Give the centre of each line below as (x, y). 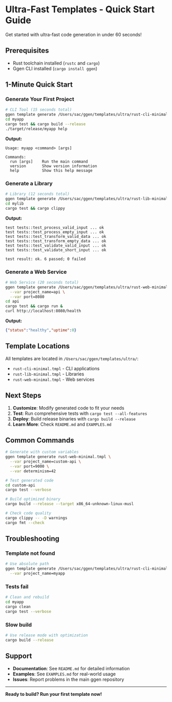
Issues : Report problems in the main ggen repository (68, 679)
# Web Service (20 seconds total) (42, 282)
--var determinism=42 (33, 471)
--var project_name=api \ (38, 292)
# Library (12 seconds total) (38, 194)
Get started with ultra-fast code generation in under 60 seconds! (73, 34)
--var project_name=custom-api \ (46, 462)
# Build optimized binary (33, 499)
